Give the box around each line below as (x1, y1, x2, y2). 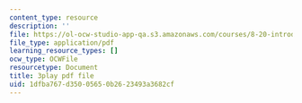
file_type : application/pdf (9, 38, 115, 47)
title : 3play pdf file (9, 72, 94, 81)
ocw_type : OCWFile (9, 55, 78, 64)
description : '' (9, 21, 70, 30)
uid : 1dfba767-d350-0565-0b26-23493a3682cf (9, 80, 175, 89)
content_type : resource (9, 13, 99, 22)
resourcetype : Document (9, 64, 99, 73)
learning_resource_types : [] (9, 47, 119, 56)
